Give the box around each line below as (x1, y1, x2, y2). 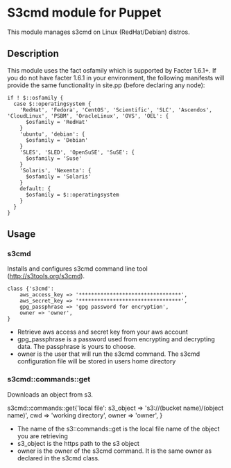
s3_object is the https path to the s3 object (17, 439, 140, 447)
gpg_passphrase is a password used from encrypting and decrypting (17, 335, 215, 343)
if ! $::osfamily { (7, 94, 64, 101)
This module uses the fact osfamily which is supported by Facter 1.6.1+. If (7, 66, 216, 74)
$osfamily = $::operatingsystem (25, 191, 119, 198)
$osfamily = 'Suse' (25, 154, 82, 162)
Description (7, 48, 59, 60)
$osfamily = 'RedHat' (25, 118, 89, 125)
